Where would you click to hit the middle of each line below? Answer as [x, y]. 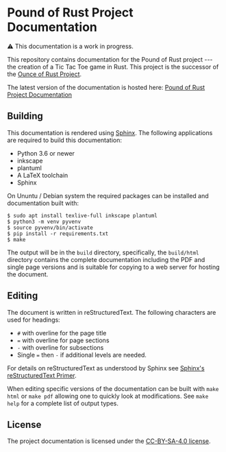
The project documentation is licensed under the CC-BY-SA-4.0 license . [109, 441]
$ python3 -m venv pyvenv [44, 222]
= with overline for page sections [63, 340]
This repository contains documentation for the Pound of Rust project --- [110, 59]
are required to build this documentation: [64, 140]
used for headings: [34, 320]
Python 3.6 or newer [46, 153]
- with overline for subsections [60, 347]
